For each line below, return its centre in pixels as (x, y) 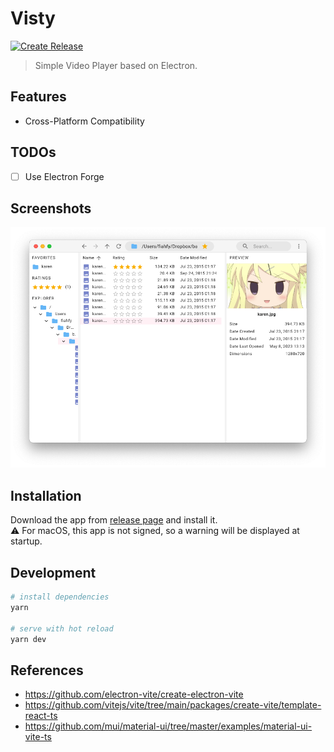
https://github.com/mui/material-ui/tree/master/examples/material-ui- (168, 726)
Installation (46, 495)
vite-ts (38, 737)
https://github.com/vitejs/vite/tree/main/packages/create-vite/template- (173, 705)
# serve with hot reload (62, 628)
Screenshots (51, 208)
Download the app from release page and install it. (114, 520)
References (47, 670)
